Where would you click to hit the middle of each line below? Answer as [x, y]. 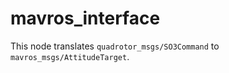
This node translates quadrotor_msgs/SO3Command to [115, 46]
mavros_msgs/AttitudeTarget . [70, 56]
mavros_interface [85, 18]
